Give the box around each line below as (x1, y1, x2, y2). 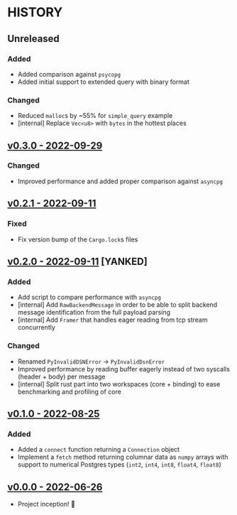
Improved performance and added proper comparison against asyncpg (17, 177, 224, 185)
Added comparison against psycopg (17, 70, 121, 78)
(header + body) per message (17, 372, 106, 381)
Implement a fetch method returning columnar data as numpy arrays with (17, 452, 228, 462)
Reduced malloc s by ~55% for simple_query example (17, 112, 173, 120)
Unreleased (7, 33, 60, 45)
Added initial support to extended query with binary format (17, 77, 190, 86)
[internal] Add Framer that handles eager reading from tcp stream (17, 315, 208, 324)
